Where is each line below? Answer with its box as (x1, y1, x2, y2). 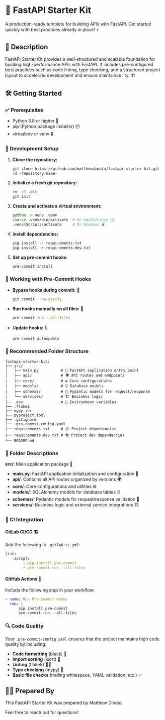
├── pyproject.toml (5, 413, 46, 418)
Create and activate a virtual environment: (12, 203, 102, 209)
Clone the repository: (12, 156, 58, 162)
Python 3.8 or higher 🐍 (12, 118, 59, 124)
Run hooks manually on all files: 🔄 (12, 306, 83, 312)
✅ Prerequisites (5, 107, 44, 114)
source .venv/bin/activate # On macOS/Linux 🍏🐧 (12, 218, 115, 223)
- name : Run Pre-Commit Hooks (5, 597, 68, 601)
